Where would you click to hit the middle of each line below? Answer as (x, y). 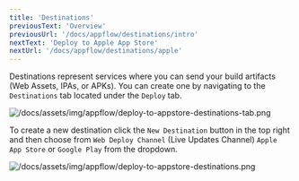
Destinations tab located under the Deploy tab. (96, 96)
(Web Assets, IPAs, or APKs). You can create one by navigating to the (138, 86)
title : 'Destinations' (52, 17)
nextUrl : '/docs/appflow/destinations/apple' (96, 51)
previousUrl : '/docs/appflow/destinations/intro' (104, 34)
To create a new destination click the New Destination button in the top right (149, 130)
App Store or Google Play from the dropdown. (93, 150)
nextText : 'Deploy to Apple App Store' (84, 43)
